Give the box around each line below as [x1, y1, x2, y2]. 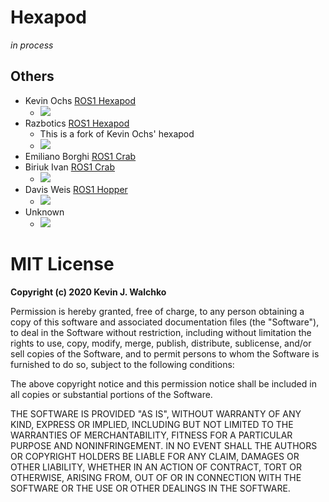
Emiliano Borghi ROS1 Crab [24, 150, 137, 162]
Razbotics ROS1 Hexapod [24, 117, 130, 129]
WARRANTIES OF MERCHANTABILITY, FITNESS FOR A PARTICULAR [10, 429, 293, 441]
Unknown [24, 206, 65, 218]
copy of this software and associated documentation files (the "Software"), [10, 316, 320, 328]
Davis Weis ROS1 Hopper [24, 183, 128, 195]
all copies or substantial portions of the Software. [10, 388, 213, 400]
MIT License [10, 252, 115, 275]
